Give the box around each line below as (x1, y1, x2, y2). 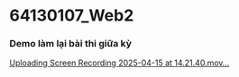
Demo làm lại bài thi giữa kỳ (9, 38, 133, 50)
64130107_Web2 (9, 5, 134, 26)
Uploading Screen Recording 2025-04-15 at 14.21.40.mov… (9, 57, 230, 68)
